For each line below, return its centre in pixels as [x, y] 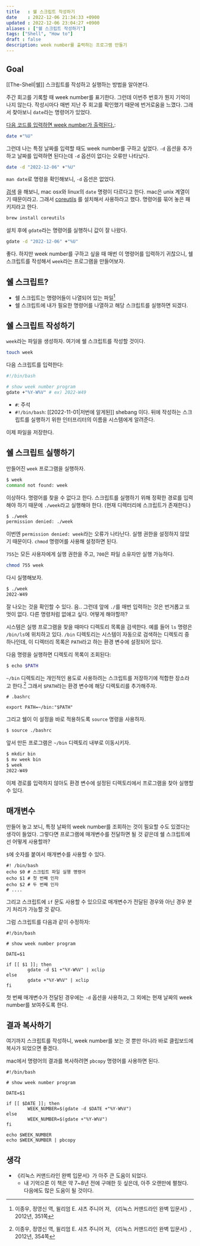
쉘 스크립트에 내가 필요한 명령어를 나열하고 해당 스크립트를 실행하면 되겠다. [101, 305]
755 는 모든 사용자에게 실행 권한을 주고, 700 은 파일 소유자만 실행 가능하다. [90, 554]
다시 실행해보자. [25, 578]
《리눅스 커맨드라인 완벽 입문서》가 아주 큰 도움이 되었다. [81, 1175]
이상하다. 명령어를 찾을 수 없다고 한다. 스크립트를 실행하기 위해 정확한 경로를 [94, 497]
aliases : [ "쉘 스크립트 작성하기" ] [46, 28]
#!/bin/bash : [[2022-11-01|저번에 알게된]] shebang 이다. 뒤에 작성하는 [98, 412]
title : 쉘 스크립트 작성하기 [41, 12]
